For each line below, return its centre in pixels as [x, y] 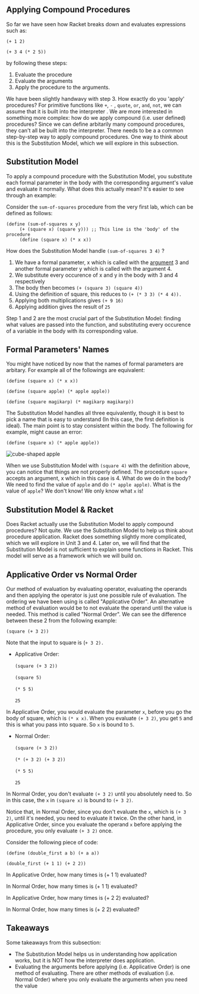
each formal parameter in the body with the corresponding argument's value [100, 182]
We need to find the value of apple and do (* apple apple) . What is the [94, 485]
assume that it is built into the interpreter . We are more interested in [89, 111]
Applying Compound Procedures [68, 10]
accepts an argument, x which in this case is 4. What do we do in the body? [99, 478]
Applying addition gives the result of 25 [62, 306]
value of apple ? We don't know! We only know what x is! [75, 491]
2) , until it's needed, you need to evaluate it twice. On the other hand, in [94, 818]
